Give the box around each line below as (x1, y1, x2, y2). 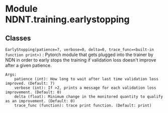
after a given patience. (5, 63, 52, 68)
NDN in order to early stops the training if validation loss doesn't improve (5, 57, 156, 63)
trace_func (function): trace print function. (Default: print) (14, 103, 152, 108)
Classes (5, 34, 31, 42)
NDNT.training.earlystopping (5, 14, 130, 25)
